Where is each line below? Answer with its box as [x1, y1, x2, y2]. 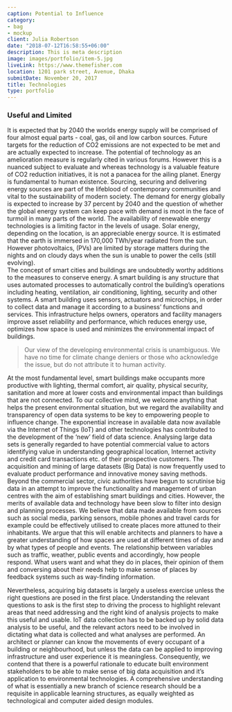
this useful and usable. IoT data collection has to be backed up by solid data [7, 616, 224, 624]
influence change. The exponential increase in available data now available [7, 418, 221, 426]
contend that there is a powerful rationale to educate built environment [7, 660, 209, 668]
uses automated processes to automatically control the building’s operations [7, 281, 225, 289]
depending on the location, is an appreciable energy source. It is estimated [7, 229, 221, 238]
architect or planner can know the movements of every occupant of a [7, 638, 206, 646]
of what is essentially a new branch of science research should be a [7, 682, 202, 691]
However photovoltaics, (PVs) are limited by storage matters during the [7, 244, 210, 252]
